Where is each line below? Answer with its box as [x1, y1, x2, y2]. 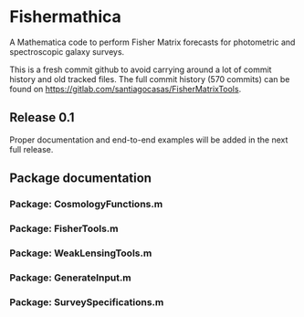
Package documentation [9, 171, 152, 186]
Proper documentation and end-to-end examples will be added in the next [9, 134, 288, 145]
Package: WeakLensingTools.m [9, 247, 152, 259]
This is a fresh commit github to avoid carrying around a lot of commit [9, 64, 272, 75]
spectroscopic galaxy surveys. [9, 46, 125, 57]
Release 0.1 [9, 110, 75, 125]
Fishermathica [9, 6, 121, 27]
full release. [9, 143, 54, 154]
